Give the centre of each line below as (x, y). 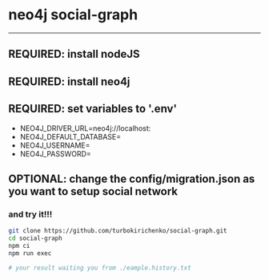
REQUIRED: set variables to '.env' (93, 109)
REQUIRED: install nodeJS (74, 54)
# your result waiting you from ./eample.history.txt (100, 268)
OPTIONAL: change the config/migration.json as (132, 179)
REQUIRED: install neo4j (69, 81)
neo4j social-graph (73, 15)
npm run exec (30, 253)
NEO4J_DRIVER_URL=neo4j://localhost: (85, 128)
